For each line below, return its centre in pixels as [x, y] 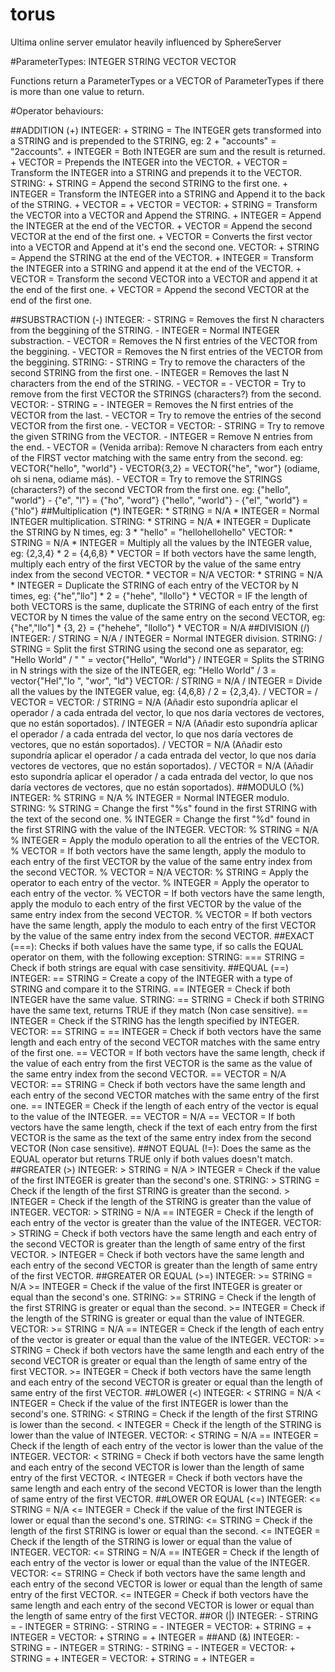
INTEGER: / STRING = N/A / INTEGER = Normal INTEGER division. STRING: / [166, 638]
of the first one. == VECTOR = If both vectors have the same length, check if [168, 1052]
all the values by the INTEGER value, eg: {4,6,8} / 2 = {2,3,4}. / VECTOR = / [164, 691]
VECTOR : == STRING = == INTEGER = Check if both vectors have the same [166, 1031]
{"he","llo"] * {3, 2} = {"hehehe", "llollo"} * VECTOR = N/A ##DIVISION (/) [160, 627]
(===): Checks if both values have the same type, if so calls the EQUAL [157, 946]
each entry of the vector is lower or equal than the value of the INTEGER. [160, 1562]
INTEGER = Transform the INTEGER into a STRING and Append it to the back [168, 194]
